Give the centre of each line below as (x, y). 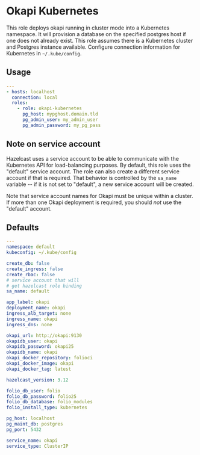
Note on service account (53, 144)
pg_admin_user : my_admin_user (60, 120)
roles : (20, 103)
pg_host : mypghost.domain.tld (60, 114)
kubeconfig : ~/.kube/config (42, 253)
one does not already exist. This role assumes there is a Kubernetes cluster (100, 40)
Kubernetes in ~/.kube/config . (44, 53)
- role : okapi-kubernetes (50, 109)
